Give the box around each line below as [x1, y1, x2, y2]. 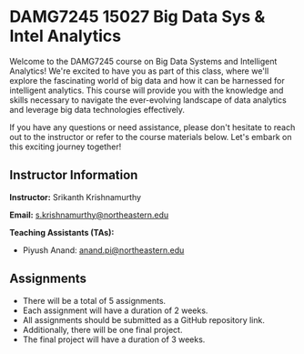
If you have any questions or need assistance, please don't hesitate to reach [9, 121, 296, 133]
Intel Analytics [9, 25, 121, 46]
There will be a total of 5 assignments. [22, 295, 167, 306]
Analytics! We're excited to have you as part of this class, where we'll [9, 66, 269, 76]
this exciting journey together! [9, 141, 122, 152]
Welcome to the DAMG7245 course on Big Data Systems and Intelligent [9, 56, 278, 66]
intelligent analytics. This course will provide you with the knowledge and [9, 85, 284, 96]
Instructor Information [9, 167, 138, 183]
